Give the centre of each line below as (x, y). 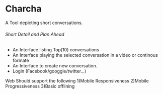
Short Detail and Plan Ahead (35, 34)
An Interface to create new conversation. (55, 66)
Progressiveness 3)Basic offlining (40, 86)
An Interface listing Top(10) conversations (56, 50)
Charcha (23, 9)
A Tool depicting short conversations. (44, 23)
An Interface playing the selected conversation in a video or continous (85, 55)
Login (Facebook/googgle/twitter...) (49, 71)
